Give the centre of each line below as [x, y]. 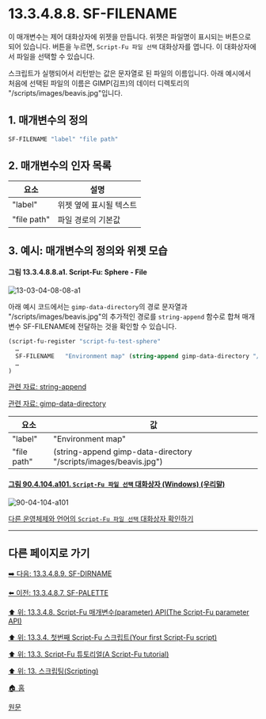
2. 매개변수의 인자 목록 [60, 166]
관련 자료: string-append [47, 387]
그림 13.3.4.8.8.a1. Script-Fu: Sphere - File [78, 272]
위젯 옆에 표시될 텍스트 [97, 205]
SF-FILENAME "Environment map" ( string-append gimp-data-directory [132, 356]
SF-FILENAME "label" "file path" [63, 139]
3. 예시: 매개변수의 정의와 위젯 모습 [88, 250]
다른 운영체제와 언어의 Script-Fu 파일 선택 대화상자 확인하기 [101, 518]
